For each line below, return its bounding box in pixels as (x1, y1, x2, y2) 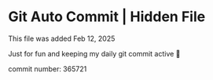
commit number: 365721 (8, 64, 87, 74)
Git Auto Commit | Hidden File (8, 8, 206, 26)
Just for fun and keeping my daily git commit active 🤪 (8, 49, 181, 58)
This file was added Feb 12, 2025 (8, 34, 116, 43)
